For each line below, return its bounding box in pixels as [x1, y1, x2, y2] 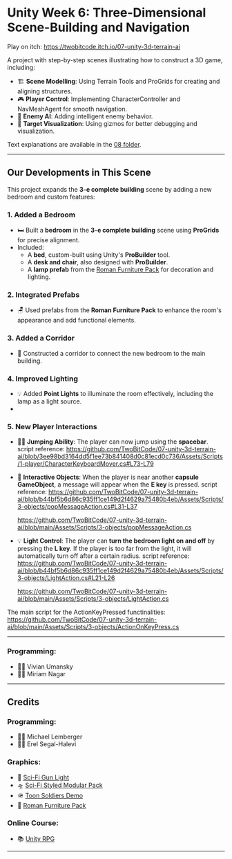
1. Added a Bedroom [7, 210, 76, 219]
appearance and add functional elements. [17, 316, 136, 325]
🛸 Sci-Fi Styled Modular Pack [17, 781, 103, 789]
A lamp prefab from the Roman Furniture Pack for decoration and [27, 265, 214, 274]
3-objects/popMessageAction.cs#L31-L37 [17, 503, 138, 511]
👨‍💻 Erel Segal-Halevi [17, 740, 77, 748]
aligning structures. [17, 87, 72, 95]
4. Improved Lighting [7, 374, 78, 383]
